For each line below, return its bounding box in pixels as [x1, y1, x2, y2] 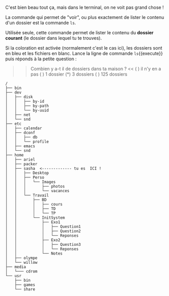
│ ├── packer [5, 162, 38, 167]
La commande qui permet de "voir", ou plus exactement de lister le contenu [5, 14, 164, 20]
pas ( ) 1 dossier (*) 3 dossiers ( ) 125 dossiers [30, 71, 128, 77]
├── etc [5, 121, 22, 126]
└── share [14, 287, 36, 292]
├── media [5, 264, 27, 269]
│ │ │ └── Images [5, 179, 56, 185]
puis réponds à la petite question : [5, 56, 77, 62]
